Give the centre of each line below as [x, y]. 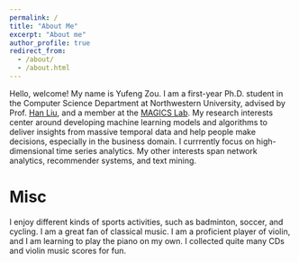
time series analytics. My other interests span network [157, 150]
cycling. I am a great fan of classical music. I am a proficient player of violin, [150, 231]
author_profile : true [50, 43]
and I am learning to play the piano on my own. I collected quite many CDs [147, 240]
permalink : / [34, 18]
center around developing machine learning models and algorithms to [139, 122]
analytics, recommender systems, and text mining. [103, 160]
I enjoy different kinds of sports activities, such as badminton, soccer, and [146, 222]
